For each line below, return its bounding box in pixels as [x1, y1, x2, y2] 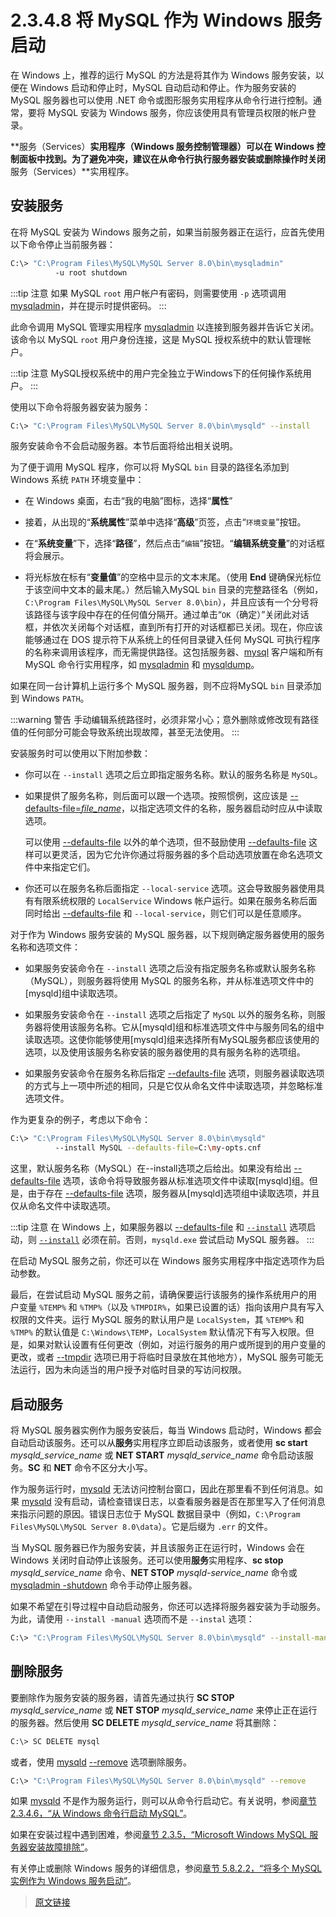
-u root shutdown [54, 267, 128, 278]
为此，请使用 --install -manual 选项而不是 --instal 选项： [10, 1612, 255, 1625]
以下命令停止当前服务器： [10, 238, 116, 250]
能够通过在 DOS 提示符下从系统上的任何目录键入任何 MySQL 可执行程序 [24, 634, 321, 646]
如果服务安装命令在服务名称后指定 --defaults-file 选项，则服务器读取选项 [24, 1067, 325, 1080]
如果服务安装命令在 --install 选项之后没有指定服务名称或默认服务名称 [24, 962, 317, 975]
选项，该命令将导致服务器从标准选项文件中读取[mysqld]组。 [62, 1175, 310, 1187]
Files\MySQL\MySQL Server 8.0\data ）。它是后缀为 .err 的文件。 [10, 1520, 273, 1532]
